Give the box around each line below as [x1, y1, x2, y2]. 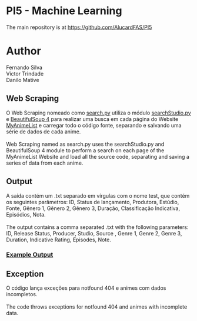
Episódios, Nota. [6, 211, 46, 218]
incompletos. [6, 291, 38, 298]
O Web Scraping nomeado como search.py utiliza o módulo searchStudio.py [6, 109, 191, 116]
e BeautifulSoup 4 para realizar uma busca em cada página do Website [6, 115, 179, 122]
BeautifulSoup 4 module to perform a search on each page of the [6, 146, 165, 154]
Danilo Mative [6, 76, 39, 83]
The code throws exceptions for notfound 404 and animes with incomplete [6, 303, 188, 310]
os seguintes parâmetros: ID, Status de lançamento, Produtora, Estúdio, [6, 198, 179, 205]
